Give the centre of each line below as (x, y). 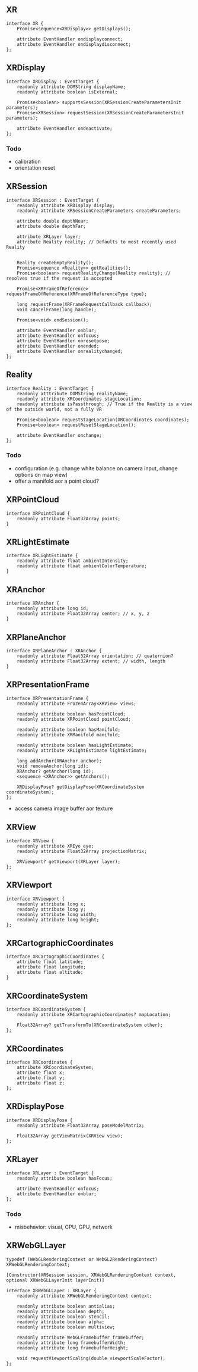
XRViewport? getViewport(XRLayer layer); (68, 862)
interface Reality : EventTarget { (50, 388)
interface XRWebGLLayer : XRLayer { (51, 1290)
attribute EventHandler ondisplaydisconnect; (74, 44)
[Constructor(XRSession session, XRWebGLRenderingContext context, (91, 1275)
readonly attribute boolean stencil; (63, 1317)
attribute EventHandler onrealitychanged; (70, 351)
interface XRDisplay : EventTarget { (53, 82)
